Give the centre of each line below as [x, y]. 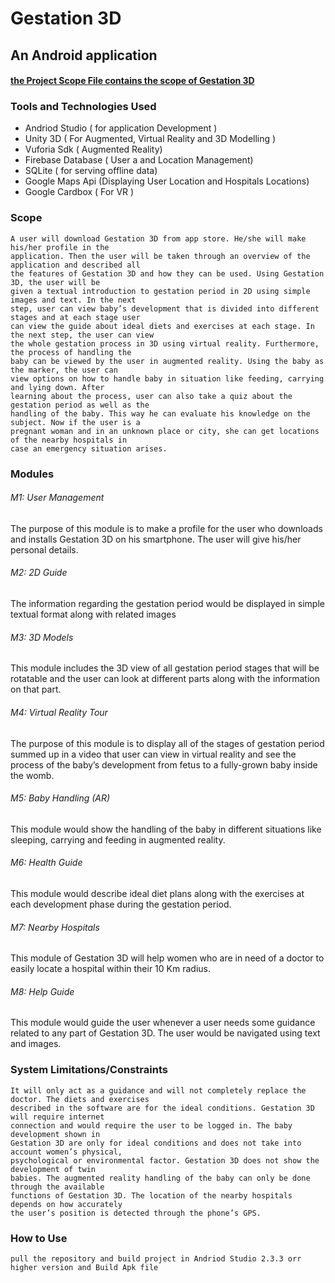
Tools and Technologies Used [83, 107]
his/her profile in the [60, 247]
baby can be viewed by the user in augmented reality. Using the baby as [167, 361]
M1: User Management [57, 498]
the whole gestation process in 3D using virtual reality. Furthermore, [165, 343]
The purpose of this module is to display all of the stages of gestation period [167, 743]
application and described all [75, 265]
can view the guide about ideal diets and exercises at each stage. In [162, 326]
